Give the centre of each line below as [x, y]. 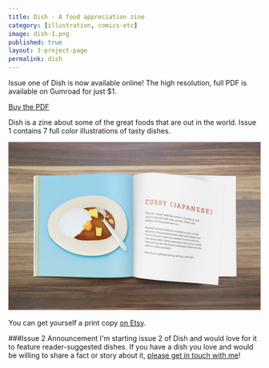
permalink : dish [35, 59]
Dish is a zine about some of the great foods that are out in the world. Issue [132, 122]
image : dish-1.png [39, 34]
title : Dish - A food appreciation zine [77, 17]
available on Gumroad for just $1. [63, 91]
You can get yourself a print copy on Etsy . [77, 322]
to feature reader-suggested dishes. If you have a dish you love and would [131, 346]
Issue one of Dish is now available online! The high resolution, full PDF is [128, 83]
